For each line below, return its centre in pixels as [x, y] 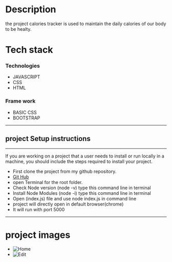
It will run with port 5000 [39, 209]
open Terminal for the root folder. [48, 182]
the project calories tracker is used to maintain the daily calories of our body [86, 24]
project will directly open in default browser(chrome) [68, 204]
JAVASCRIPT [26, 77]
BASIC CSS [25, 112]
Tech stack [29, 50]
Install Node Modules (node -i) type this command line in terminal [82, 193]
